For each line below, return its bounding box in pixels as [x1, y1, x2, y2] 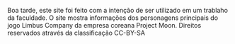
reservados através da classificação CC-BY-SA [7, 28, 145, 37]
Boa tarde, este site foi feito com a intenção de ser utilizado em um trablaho [7, 6, 229, 14]
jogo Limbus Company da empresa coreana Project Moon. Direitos [7, 21, 202, 29]
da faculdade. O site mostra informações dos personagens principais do [7, 13, 218, 22]
